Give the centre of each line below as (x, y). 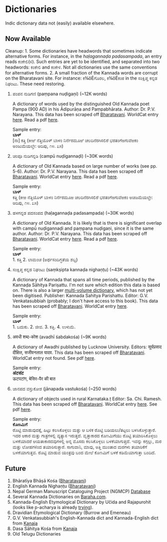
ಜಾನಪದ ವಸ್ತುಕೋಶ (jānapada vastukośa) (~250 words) (64, 388)
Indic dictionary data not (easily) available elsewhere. (60, 23)
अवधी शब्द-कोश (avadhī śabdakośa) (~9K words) (59, 337)
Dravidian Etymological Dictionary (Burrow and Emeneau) (72, 512)
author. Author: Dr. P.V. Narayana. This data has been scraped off (80, 233)
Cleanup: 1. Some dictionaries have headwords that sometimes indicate (79, 51)
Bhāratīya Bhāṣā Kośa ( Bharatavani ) (49, 480)
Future (16, 469)
